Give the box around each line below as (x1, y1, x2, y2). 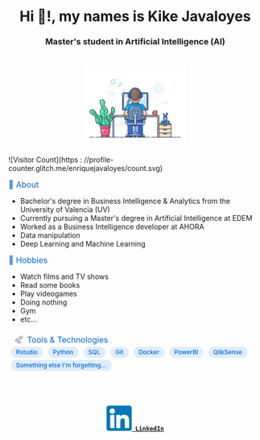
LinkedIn (134, 425, 165, 433)
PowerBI (174, 348, 199, 357)
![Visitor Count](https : (8, 155, 83, 164)
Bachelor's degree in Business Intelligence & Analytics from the (19, 197, 231, 206)
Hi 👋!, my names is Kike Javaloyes (19, 7, 251, 26)
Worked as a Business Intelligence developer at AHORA (19, 222, 204, 232)
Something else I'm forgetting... (15, 361, 107, 370)
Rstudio (15, 348, 39, 357)
